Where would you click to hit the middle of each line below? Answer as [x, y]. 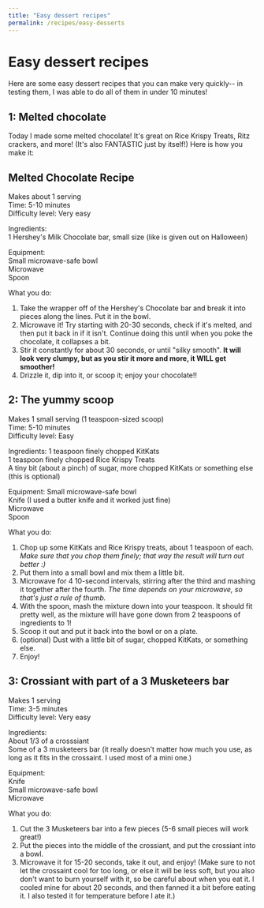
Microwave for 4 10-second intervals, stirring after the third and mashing [138, 580]
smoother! [37, 367]
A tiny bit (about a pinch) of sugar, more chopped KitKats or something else [131, 467]
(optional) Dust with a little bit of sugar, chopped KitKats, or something [134, 640]
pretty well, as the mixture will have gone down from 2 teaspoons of [130, 614]
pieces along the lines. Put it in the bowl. [85, 317]
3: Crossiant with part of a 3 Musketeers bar [119, 681]
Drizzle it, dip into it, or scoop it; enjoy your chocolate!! [108, 375]
